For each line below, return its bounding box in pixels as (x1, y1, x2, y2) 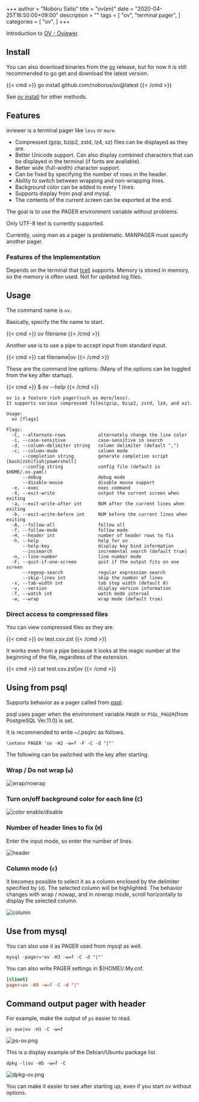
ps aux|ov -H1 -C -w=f (6, 1026, 63, 1032)
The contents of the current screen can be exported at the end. (14, 196, 173, 203)
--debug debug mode (22, 474, 125, 480)
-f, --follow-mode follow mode (11, 527, 128, 533)
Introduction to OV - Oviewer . (6, 30, 80, 37)
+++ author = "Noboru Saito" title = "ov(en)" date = (6, 5, 134, 12)
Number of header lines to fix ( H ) (6, 823, 103, 832)
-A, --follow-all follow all (11, 522, 125, 528)
